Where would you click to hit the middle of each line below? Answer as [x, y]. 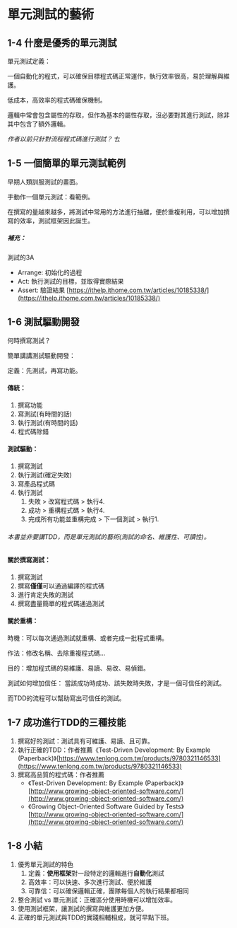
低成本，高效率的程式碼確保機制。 [57, 100]
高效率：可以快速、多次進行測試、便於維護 [90, 882]
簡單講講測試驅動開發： [41, 355]
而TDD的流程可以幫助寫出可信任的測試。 [66, 698]
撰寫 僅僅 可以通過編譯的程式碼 [61, 586]
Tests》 [175, 806]
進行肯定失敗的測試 [45, 594]
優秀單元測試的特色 [45, 864]
